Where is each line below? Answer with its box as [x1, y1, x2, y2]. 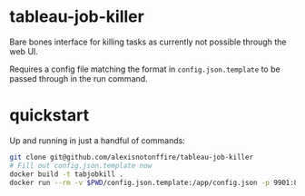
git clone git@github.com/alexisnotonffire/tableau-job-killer [9, 152, 254, 162]
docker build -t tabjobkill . [9, 170, 124, 179]
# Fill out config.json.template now [9, 161, 152, 170]
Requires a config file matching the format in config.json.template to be [9, 64, 280, 74]
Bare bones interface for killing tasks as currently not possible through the [9, 36, 287, 47]
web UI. [9, 45, 39, 56]
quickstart [9, 105, 89, 126]
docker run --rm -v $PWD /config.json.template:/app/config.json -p [9, 178, 271, 187]
